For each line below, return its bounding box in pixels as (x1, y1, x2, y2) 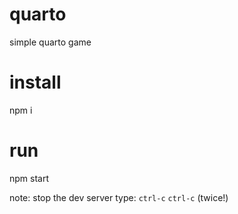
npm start (9, 172, 50, 184)
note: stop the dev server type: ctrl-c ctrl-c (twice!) (9, 191, 229, 203)
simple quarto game (9, 36, 92, 48)
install (9, 71, 62, 94)
